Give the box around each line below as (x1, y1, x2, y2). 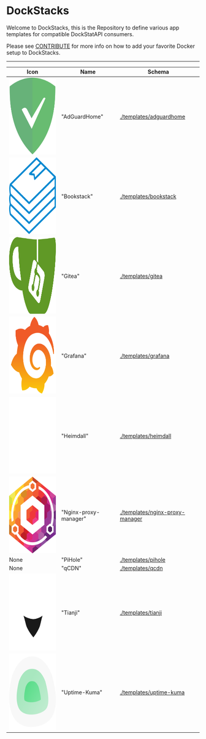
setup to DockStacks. (6, 48, 61, 56)
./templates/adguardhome (120, 113, 186, 120)
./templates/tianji (120, 608, 162, 616)
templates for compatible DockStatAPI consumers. (6, 30, 134, 37)
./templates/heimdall (120, 432, 172, 439)
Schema (147, 68, 170, 75)
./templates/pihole (120, 556, 166, 564)
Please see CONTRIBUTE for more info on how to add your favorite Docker (6, 42, 195, 50)
